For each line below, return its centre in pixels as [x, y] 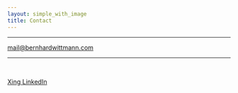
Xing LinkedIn [27, 82]
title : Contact [30, 21]
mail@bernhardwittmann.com [51, 48]
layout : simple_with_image [47, 14]
